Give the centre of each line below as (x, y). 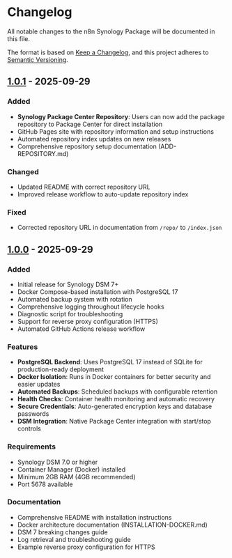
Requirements (32, 447)
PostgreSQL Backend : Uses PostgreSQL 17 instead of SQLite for (110, 362)
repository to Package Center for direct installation (90, 124)
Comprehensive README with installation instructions (94, 517)
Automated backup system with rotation (75, 299)
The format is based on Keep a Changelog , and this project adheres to (108, 52)
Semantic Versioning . (38, 59)
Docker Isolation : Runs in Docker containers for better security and (114, 377)
